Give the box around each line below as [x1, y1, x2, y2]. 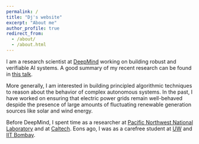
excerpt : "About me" [6, 20, 58, 25]
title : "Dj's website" [6, 14, 62, 20]
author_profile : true [6, 25, 60, 31]
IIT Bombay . [6, 131, 36, 138]
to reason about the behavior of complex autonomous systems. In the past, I [6, 88, 193, 95]
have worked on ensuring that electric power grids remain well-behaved [6, 94, 183, 101]
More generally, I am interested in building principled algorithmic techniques [6, 82, 192, 89]
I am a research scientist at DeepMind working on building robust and [6, 57, 176, 65]
